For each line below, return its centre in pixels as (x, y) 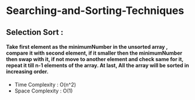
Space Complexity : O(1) (43, 91)
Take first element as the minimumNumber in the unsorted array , (87, 47)
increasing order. (27, 72)
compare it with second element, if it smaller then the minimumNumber (94, 53)
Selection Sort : (35, 32)
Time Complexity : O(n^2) (45, 84)
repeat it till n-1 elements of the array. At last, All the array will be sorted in (97, 66)
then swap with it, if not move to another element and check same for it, (95, 59)
